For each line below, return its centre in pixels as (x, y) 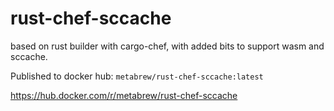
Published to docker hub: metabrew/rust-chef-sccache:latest (137, 76)
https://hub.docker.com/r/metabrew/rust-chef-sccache (124, 95)
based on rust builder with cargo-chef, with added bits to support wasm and (167, 46)
